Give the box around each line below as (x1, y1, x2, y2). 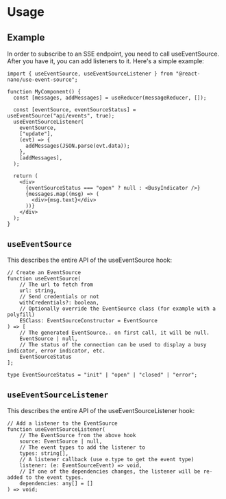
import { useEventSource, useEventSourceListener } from (7, 70, 173, 77)
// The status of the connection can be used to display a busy (19, 341, 207, 348)
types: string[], (19, 450, 69, 457)
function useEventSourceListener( (7, 425, 106, 433)
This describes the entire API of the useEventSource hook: (7, 256, 173, 264)
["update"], (19, 131, 53, 137)
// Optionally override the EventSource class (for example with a (19, 305, 216, 312)
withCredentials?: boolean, (19, 299, 99, 306)
